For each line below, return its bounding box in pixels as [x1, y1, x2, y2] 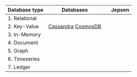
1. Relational [7, 15, 37, 21]
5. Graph [7, 47, 28, 54]
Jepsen [110, 6, 129, 13]
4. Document [7, 39, 38, 46]
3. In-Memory [7, 31, 41, 38]
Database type [7, 6, 43, 13]
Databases [61, 6, 88, 13]
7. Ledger [7, 63, 31, 70]
